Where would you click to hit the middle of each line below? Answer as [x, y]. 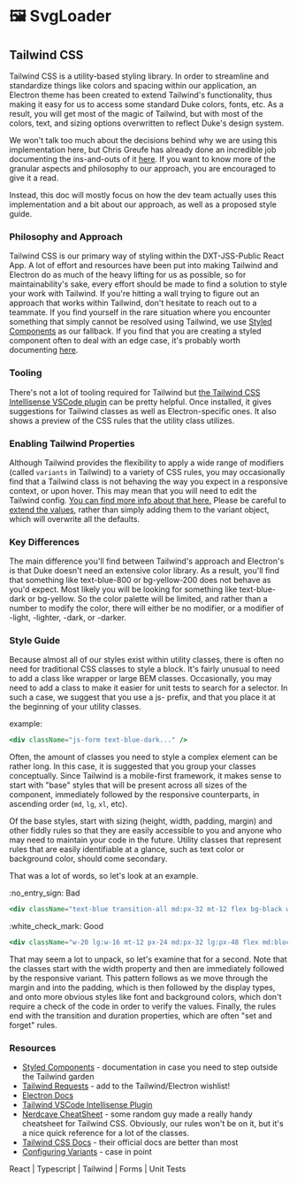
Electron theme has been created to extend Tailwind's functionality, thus [141, 95]
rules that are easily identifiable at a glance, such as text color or [127, 849]
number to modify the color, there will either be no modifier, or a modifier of [147, 608]
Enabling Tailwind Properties [72, 443]
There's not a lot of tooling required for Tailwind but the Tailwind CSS [135, 392]
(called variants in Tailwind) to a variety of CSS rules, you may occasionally [147, 472]
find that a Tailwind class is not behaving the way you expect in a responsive [148, 481]
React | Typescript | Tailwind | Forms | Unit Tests [98, 1169]
